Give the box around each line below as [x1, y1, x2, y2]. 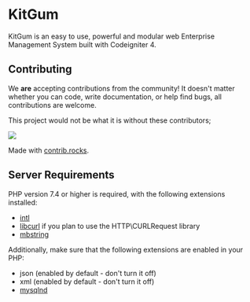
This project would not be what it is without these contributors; [8, 116, 211, 125]
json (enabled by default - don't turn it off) [19, 268, 157, 278]
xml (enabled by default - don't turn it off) [19, 277, 155, 286]
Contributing [8, 63, 72, 76]
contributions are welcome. [8, 100, 97, 109]
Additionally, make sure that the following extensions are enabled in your [8, 245, 244, 254]
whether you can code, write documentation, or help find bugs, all [8, 92, 222, 101]
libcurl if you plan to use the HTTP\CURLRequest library [19, 221, 200, 230]
